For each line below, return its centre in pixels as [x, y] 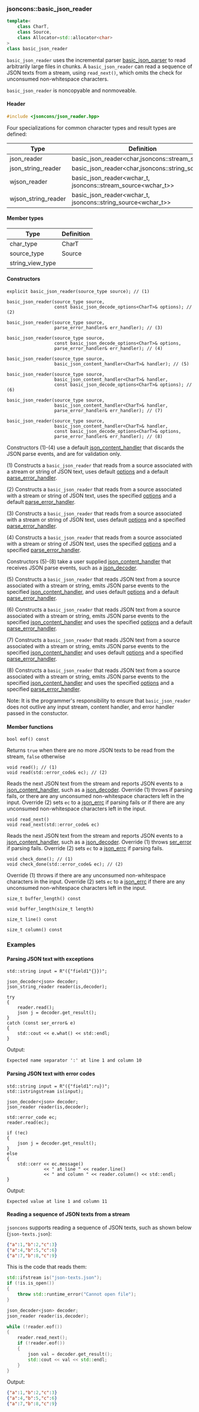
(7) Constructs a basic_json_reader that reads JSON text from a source [93, 640]
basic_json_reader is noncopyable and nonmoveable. [72, 90]
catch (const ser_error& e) [41, 1023]
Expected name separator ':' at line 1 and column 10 [74, 1061]
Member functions [30, 726]
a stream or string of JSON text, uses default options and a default [88, 472]
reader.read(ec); [28, 1122]
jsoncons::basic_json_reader [49, 9]
